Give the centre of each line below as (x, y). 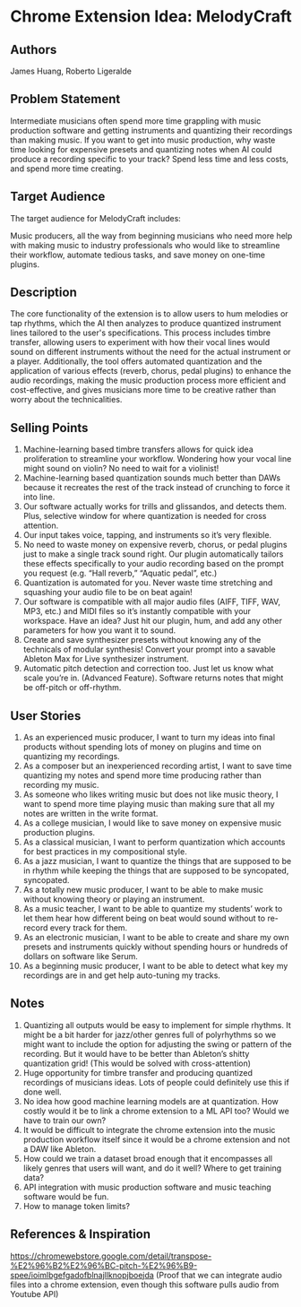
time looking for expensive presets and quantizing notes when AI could (141, 149)
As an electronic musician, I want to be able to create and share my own (156, 938)
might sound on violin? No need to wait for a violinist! (121, 469)
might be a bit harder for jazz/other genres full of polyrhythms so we (150, 1034)
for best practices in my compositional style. (105, 852)
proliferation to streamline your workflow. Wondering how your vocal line (157, 459)
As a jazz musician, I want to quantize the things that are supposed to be (157, 861)
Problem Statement (65, 99)
